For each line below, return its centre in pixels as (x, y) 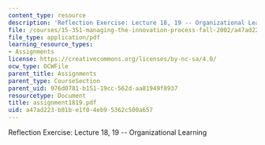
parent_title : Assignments (52, 74)
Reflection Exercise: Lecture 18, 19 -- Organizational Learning (108, 132)
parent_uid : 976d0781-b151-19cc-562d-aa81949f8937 (93, 88)
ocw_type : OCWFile (38, 67)
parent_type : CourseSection (54, 81)
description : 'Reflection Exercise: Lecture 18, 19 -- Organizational (127, 23)
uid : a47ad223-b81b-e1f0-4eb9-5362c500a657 (81, 111)
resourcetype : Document (47, 96)
